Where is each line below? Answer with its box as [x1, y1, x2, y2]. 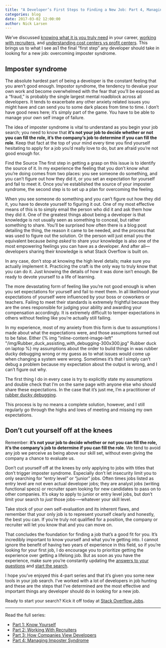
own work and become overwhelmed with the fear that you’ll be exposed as [5, 89, 160, 94]
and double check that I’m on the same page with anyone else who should [5, 381, 157, 387]
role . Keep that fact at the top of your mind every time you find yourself [5, 140, 150, 146]
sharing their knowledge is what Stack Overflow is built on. [29, 248, 149, 255]
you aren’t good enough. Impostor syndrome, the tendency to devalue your [5, 83, 158, 89]
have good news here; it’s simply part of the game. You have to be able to [5, 109, 155, 115]
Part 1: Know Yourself [12, 621, 56, 627]
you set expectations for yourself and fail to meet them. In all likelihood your [5, 289, 160, 295]
